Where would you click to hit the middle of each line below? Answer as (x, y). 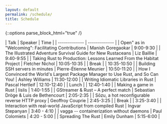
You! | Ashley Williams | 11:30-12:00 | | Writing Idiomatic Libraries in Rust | (81, 79)
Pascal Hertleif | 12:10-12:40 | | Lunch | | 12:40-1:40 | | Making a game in (79, 85)
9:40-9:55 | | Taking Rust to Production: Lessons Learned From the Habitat (82, 59)
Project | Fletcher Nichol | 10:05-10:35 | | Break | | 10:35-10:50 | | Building (80, 64)
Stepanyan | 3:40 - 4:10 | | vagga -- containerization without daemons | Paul (83, 111)
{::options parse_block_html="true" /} (44, 33)
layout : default (22, 10)
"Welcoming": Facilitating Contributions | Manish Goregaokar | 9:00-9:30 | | (83, 48)
